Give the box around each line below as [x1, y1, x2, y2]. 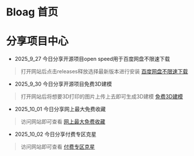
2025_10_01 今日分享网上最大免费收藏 [14, 106, 106, 113]
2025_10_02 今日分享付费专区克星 [14, 131, 96, 138]
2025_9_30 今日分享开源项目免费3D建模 [14, 80, 112, 87]
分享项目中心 [6, 35, 69, 48]
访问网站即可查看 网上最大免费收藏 [20, 118, 105, 125]
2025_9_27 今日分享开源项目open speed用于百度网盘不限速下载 [14, 56, 170, 63]
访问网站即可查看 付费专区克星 [20, 143, 95, 151]
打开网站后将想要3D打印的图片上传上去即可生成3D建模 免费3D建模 [20, 93, 183, 100]
